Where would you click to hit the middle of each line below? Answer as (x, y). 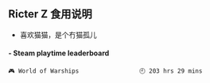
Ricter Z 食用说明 (51, 14)
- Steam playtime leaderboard (59, 53)
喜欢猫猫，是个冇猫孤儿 (58, 35)
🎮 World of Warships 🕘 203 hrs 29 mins (105, 71)
